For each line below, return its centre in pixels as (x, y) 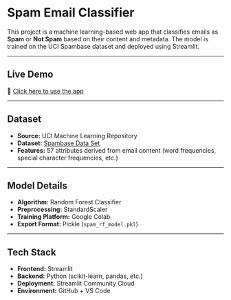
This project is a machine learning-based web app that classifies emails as (113, 32)
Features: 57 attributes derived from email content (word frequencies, (117, 150)
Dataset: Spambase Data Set (58, 143)
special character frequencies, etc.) (67, 158)
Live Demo (30, 75)
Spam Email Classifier (71, 13)
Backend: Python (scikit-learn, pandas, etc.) (80, 276)
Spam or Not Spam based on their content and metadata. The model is (108, 39)
